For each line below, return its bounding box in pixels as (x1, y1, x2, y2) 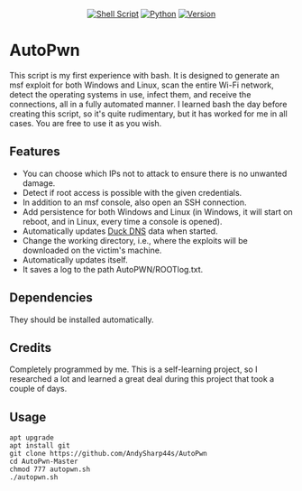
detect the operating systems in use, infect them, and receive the (9, 88, 252, 99)
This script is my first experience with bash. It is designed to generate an (9, 69, 280, 80)
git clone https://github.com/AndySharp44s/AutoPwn (9, 449, 207, 459)
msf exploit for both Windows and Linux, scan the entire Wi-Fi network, (9, 79, 275, 90)
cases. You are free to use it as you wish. (9, 117, 162, 128)
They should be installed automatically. (9, 314, 155, 325)
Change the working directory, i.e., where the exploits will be (22, 235, 248, 245)
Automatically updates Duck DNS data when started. (22, 226, 218, 236)
